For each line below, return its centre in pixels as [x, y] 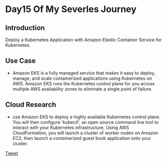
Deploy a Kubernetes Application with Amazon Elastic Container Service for [83, 40]
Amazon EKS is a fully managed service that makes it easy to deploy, [84, 73]
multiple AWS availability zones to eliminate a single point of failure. [82, 89]
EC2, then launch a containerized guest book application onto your [82, 138]
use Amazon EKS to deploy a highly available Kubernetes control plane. [87, 117]
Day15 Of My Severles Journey [71, 9]
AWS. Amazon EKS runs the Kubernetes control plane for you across [83, 83]
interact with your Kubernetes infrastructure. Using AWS [71, 127]
